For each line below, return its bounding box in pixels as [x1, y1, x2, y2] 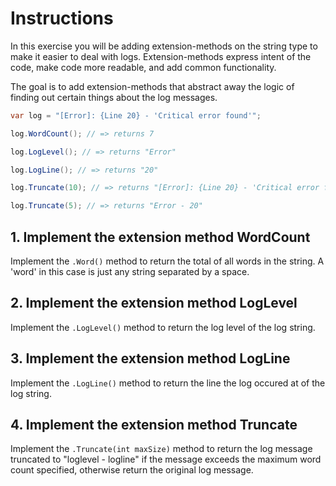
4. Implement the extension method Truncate [10, 417, 298, 434]
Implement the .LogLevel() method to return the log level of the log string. [10, 321, 316, 333]
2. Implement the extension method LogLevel [10, 295, 298, 312]
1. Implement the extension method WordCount [10, 228, 311, 246]
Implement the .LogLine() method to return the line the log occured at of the [10, 377, 326, 389]
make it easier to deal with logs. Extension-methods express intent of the [10, 50, 312, 62]
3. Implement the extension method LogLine [10, 350, 291, 367]
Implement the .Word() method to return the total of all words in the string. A [10, 255, 325, 267]
